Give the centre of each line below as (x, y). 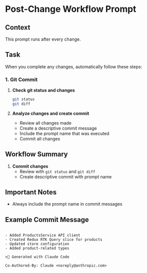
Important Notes (31, 192)
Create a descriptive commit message (58, 128)
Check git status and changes (43, 91)
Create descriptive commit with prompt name (66, 177)
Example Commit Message (47, 219)
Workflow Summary (37, 154)
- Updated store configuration (37, 244)
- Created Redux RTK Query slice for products (54, 240)
